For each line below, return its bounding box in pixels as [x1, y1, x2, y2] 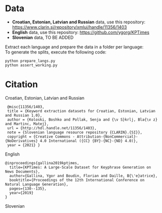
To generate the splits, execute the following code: [5, 49, 107, 55]
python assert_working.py [5, 63, 57, 68]
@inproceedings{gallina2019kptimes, [5, 160, 79, 165]
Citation [5, 79, 38, 90]
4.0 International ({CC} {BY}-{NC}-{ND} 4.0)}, [39, 138, 138, 143]
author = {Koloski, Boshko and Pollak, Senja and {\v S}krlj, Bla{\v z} [7, 117, 158, 122]
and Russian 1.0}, [5, 113, 42, 118]
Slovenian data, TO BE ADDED [12, 35, 74, 40]
